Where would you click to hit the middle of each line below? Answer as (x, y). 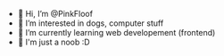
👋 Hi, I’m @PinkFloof (55, 14)
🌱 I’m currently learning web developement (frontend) (116, 32)
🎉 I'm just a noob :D (54, 42)
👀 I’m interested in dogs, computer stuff (91, 23)
